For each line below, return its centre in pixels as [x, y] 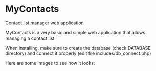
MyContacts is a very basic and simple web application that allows [75, 32]
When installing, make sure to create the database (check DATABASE [78, 48]
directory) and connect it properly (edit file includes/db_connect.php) [78, 53]
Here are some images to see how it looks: [50, 63]
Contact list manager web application [45, 23]
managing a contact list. [31, 38]
